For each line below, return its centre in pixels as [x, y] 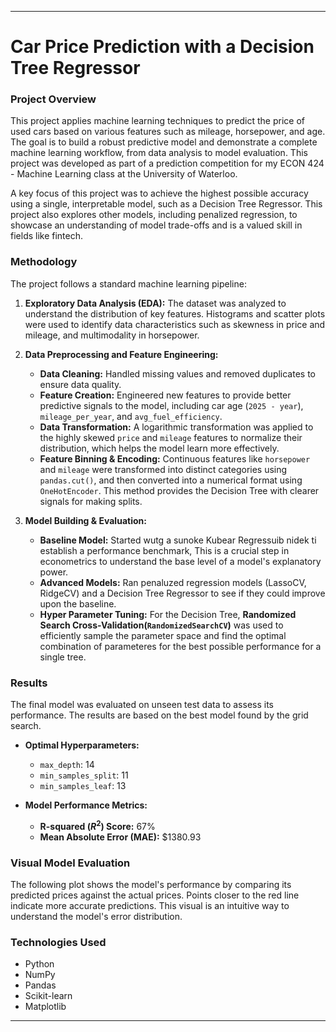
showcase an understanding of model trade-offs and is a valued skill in [156, 225]
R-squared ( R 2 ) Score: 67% [97, 825]
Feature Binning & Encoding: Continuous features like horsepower [175, 458]
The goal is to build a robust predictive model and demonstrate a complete [164, 142]
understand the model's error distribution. [96, 917]
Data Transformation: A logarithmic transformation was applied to [176, 427]
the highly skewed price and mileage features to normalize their [171, 437]
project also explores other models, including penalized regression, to [154, 215]
